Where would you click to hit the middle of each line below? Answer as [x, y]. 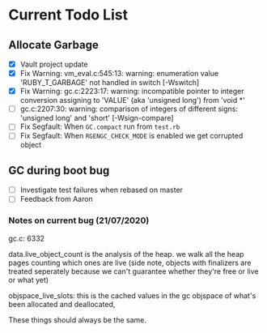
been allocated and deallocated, [62, 304]
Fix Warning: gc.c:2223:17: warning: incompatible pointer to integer [132, 92]
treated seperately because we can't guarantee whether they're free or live [133, 271]
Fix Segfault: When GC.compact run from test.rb [100, 126]
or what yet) [29, 280]
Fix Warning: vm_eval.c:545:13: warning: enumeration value [119, 74]
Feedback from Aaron [56, 199]
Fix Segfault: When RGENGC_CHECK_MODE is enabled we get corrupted [131, 136]
